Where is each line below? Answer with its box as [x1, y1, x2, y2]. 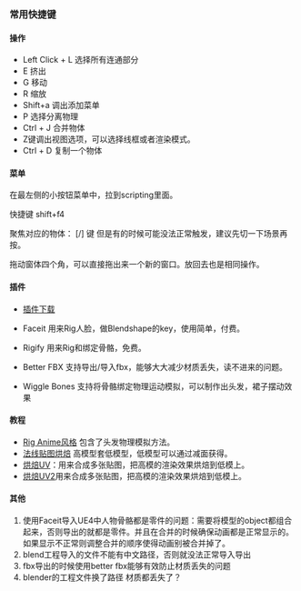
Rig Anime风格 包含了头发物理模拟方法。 [22, 436, 176, 447]
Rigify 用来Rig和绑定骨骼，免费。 [22, 342, 147, 353]
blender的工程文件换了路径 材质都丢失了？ [22, 571, 182, 583]
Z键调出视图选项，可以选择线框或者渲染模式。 [22, 134, 196, 145]
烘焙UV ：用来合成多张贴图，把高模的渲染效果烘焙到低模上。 [22, 459, 250, 470]
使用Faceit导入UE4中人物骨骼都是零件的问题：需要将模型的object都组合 [22, 515, 293, 526]
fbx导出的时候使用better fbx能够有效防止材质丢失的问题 [22, 560, 232, 571]
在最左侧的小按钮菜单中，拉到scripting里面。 [9, 189, 178, 201]
